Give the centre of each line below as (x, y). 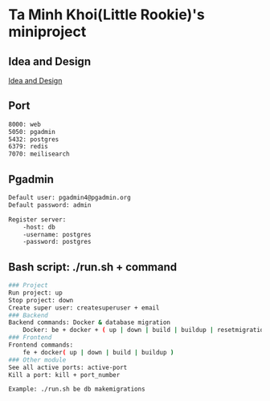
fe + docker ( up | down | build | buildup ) (98, 352)
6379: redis (28, 147)
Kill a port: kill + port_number (64, 375)
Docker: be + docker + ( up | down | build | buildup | (119, 330)
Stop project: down (41, 300)
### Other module (37, 360)
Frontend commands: (41, 345)
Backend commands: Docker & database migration (90, 322)
